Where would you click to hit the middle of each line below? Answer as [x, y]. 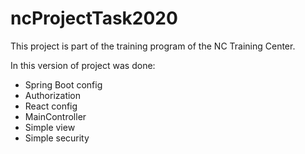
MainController [55, 116]
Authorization [53, 95]
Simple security [57, 138]
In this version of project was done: [83, 65]
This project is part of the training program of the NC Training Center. [153, 46]
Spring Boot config [63, 84]
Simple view [50, 127]
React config [51, 106]
